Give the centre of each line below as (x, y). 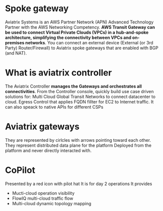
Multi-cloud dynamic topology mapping (52, 203)
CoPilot (20, 170)
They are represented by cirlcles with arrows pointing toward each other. (78, 140)
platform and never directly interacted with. (48, 150)
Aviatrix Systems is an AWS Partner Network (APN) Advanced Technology (79, 22)
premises (15, 42)
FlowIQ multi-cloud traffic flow (43, 198)
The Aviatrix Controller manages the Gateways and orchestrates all (73, 86)
